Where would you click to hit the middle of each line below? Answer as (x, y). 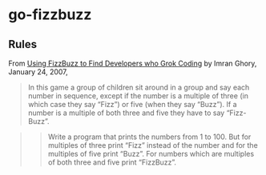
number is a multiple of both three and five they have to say (126, 113)
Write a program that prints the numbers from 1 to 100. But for (149, 137)
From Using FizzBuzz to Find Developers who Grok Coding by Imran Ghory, (133, 63)
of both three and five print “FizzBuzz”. (112, 162)
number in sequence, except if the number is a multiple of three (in (138, 96)
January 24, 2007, (38, 72)
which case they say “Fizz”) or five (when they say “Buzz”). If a (133, 104)
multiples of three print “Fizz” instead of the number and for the (153, 145)
